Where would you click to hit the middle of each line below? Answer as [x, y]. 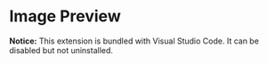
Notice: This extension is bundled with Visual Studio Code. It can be [134, 41]
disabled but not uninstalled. [61, 50]
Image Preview [65, 16]
